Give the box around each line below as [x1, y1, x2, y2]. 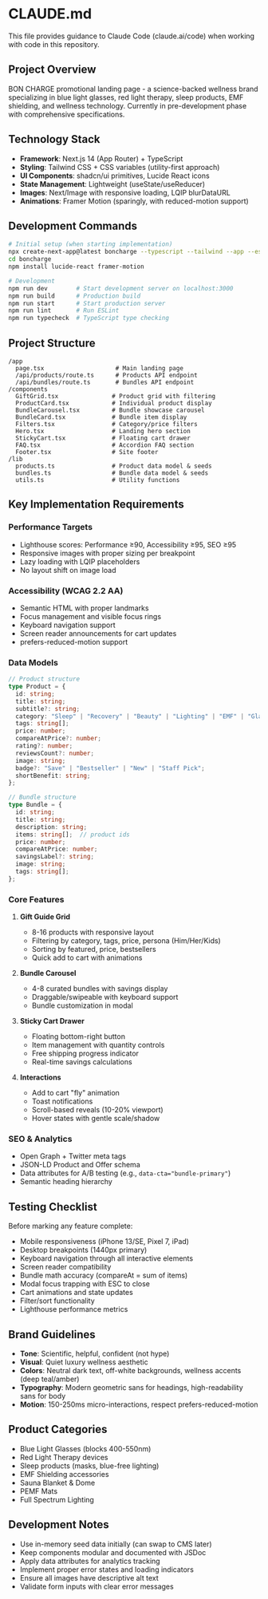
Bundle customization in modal [31, 1001, 133, 1010]
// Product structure [8, 675, 81, 683]
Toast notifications [31, 1096, 93, 1106]
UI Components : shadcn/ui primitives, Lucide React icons [19, 171, 210, 180]
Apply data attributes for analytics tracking [19, 1556, 161, 1565]
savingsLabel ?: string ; [15, 853, 94, 861]
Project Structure [8, 336, 96, 349]
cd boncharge [8, 255, 52, 263]
